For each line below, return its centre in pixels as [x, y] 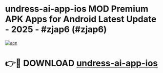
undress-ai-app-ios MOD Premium [77, 9]
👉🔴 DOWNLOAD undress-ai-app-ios [81, 63]
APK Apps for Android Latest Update [81, 19]
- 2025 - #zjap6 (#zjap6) [56, 29]
